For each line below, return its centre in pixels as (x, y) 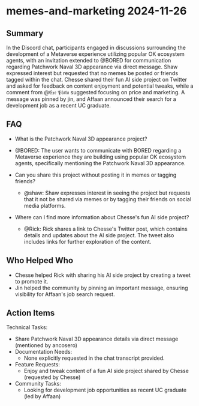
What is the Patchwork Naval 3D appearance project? (81, 139)
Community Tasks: (38, 384)
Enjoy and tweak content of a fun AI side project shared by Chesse (106, 371)
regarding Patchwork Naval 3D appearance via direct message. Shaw (92, 67)
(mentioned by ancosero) (46, 345)
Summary (25, 33)
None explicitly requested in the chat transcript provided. (94, 358)
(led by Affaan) (42, 396)
